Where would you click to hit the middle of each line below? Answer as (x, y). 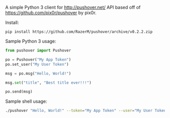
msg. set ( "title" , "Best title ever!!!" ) (49, 83)
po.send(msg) (19, 92)
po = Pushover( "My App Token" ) (38, 60)
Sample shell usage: (26, 101)
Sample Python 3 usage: (31, 41)
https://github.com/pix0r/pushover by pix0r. (51, 13)
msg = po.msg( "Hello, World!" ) (38, 73)
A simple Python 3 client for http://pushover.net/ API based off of (73, 7)
